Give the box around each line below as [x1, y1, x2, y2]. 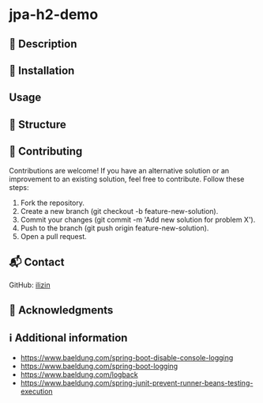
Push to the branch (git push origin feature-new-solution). [20, 223, 209, 233]
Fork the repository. [20, 198, 85, 207]
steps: [9, 182, 29, 192]
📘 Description [9, 37, 77, 51]
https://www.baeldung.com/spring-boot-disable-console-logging [20, 352, 234, 362]
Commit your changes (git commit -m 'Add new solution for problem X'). [20, 215, 256, 224]
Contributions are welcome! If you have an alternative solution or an [9, 165, 230, 175]
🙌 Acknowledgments [9, 303, 114, 317]
